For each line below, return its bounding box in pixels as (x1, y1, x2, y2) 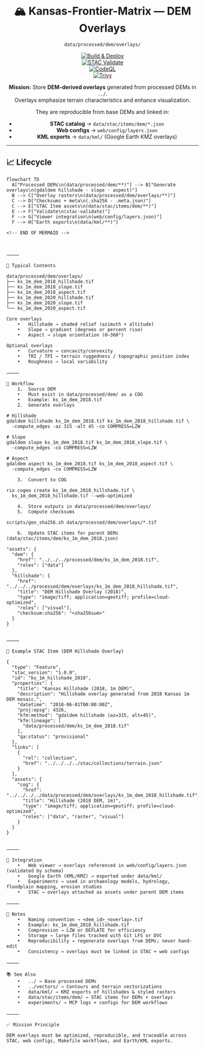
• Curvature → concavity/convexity (17, 348, 113, 354)
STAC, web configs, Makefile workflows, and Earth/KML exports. (6, 1037, 173, 1044)
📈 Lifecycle (6, 157, 52, 168)
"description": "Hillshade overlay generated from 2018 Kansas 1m (17, 691, 190, 697)
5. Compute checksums (17, 509, 75, 515)
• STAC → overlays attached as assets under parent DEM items (17, 889, 184, 895)
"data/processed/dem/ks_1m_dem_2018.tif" (22, 723, 130, 729)
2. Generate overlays (17, 402, 75, 408)
